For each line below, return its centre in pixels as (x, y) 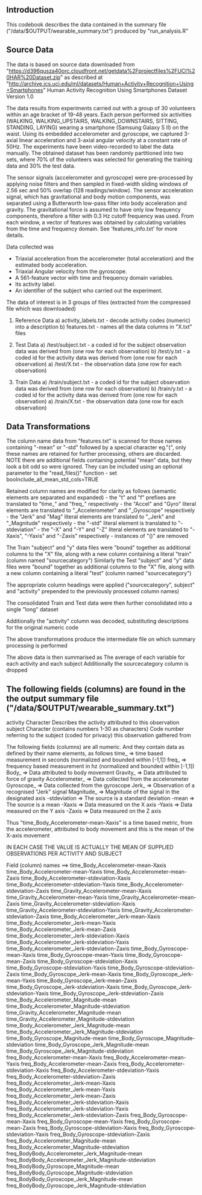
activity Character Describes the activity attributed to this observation (93, 722)
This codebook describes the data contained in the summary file (87, 24)
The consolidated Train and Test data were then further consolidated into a (99, 603)
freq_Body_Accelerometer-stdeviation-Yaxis (105, 1070)
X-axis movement (28, 836)
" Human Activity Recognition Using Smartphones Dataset (115, 90)
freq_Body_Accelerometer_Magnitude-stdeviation (68, 1147)
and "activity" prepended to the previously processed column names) (93, 591)
